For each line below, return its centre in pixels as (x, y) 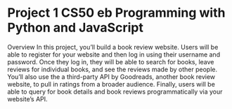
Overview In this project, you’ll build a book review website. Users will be (113, 47)
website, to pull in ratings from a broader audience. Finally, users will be (111, 84)
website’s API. (27, 99)
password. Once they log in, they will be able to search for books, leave (111, 61)
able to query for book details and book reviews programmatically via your (115, 92)
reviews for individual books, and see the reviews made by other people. (112, 69)
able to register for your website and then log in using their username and (114, 54)
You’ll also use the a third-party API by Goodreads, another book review (111, 77)
